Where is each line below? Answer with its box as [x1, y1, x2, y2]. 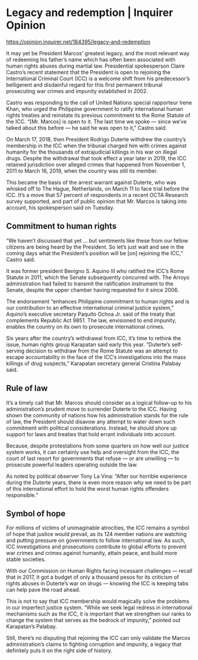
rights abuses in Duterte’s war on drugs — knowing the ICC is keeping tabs [6, 580, 189, 587]
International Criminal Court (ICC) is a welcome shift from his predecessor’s [6, 75, 190, 82]
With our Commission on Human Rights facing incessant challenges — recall [6, 567, 193, 575]
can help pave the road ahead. [6, 586, 81, 594]
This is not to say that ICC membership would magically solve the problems [6, 598, 190, 605]
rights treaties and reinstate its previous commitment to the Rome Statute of [6, 112, 191, 119]
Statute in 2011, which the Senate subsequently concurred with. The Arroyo [6, 274, 190, 281]
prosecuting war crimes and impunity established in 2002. [6, 87, 148, 94]
